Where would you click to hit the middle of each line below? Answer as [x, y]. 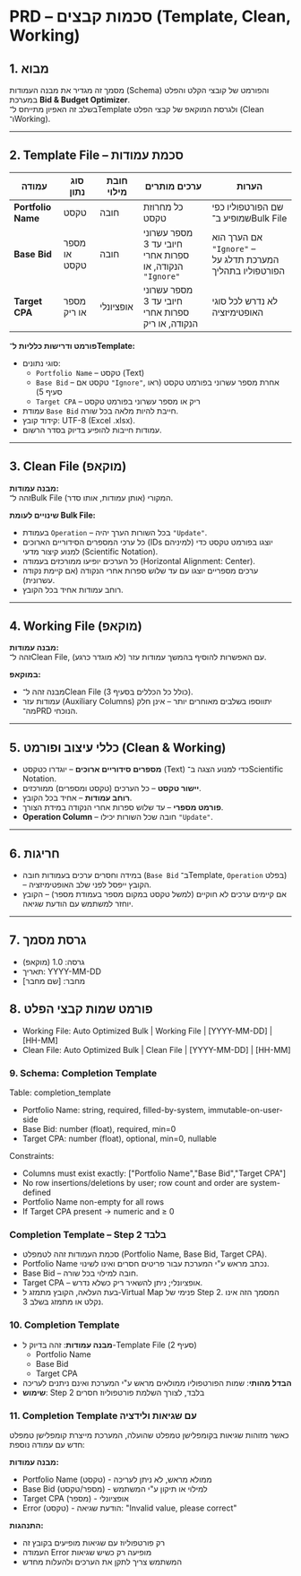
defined [37, 1192]
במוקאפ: [25, 675]
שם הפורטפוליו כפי [248, 206]
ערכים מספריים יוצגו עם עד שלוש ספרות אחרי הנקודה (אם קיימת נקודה [140, 570]
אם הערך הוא [237, 237]
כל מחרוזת [163, 206]
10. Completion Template [64, 1325]
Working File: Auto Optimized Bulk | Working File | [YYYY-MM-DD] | [147, 1031]
